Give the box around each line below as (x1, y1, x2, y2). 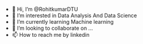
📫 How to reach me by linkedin (11, 32, 90, 38)
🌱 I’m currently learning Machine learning (11, 18, 114, 25)
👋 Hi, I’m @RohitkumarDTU (11, 6, 78, 12)
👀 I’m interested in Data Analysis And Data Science (11, 12, 138, 19)
